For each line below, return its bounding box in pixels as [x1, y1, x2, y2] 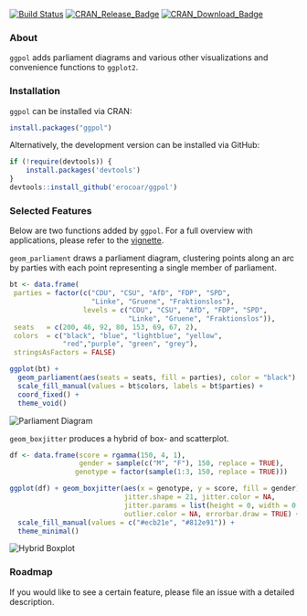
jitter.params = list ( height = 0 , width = [123, 501, 288, 510]
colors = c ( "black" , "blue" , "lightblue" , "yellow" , [13, 331, 223, 340]
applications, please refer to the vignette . [9, 235, 164, 246]
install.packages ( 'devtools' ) [26, 165, 142, 175]
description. [9, 596, 55, 607]
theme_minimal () [17, 526, 79, 536]
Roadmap [9, 566, 53, 579]
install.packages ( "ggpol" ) [9, 123, 112, 133]
